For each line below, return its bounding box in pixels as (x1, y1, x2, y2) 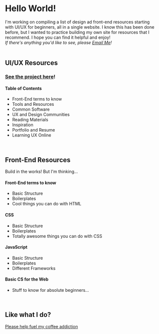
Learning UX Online (12, 132, 51, 138)
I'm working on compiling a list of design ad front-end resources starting (5, 19, 150, 25)
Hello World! (5, 3, 56, 14)
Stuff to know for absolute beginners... (12, 287, 89, 293)
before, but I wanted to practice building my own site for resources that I (5, 29, 149, 35)
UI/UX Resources (5, 59, 58, 67)
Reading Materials (12, 117, 48, 123)
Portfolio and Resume (12, 127, 55, 133)
